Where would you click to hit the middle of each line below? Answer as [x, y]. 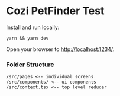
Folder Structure [30, 65]
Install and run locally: [33, 27]
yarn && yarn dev [27, 38]
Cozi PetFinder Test [55, 11]
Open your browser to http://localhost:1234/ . [60, 49]
